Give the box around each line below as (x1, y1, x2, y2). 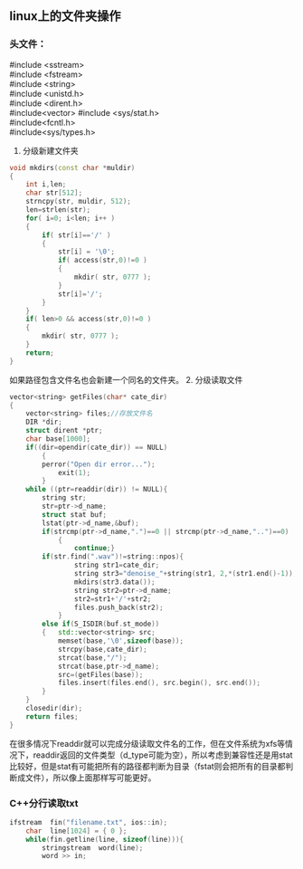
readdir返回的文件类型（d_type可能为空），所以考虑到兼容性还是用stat (33, 750, 293, 760)
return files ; (25, 711, 79, 721)
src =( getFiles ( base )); (57, 670, 144, 679)
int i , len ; (25, 180, 67, 189)
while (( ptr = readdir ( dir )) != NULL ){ (25, 485, 168, 494)
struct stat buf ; (42, 510, 107, 519)
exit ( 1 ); (57, 468, 91, 477)
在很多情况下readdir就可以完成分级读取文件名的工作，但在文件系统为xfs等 (9, 738, 286, 749)
